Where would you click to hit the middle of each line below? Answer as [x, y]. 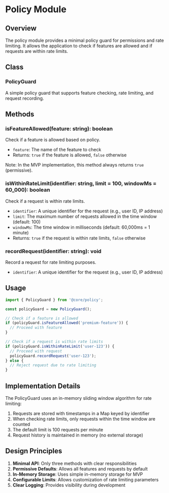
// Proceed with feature [36, 328]
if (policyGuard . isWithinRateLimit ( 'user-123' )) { [60, 346]
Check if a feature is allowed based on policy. [53, 140]
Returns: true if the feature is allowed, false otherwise [70, 155]
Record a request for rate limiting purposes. [51, 262]
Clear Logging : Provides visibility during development [69, 485]
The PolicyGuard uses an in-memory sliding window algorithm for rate [79, 398]
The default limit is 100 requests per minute [58, 429]
